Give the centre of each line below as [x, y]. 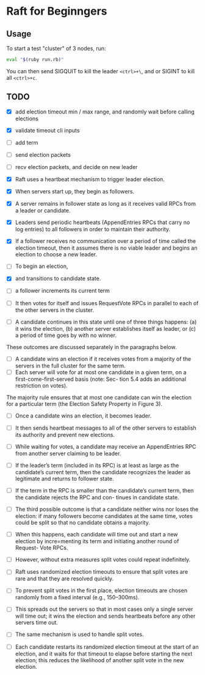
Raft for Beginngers [57, 11]
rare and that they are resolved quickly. [64, 579]
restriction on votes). [41, 385]
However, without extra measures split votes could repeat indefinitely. [103, 560]
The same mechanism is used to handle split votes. [80, 634]
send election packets [43, 154]
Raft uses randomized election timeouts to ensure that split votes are [101, 572]
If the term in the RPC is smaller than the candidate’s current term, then [104, 490]
